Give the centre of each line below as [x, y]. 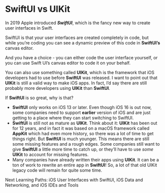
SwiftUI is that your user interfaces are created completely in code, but [77, 38]
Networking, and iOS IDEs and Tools [42, 185]
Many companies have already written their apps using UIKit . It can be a [85, 159]
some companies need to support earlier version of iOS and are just [81, 113]
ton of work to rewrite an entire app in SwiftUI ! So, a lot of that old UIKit [85, 165]
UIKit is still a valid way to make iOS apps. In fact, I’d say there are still [76, 83]
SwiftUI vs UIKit [38, 9]
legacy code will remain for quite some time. [57, 170]
